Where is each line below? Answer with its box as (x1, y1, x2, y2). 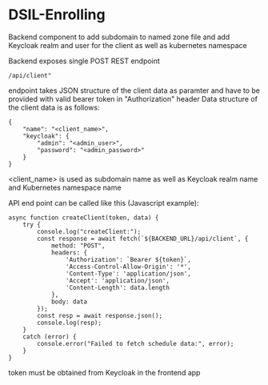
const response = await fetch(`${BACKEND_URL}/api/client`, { (37, 235, 249, 243)
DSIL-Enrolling (8, 6, 106, 24)
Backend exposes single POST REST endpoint (8, 56, 160, 66)
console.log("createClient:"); (37, 227, 142, 235)
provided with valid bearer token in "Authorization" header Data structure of (8, 94, 258, 103)
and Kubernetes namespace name (8, 182, 122, 192)
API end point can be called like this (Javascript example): (8, 198, 199, 207)
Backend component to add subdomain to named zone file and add (8, 32, 230, 42)
